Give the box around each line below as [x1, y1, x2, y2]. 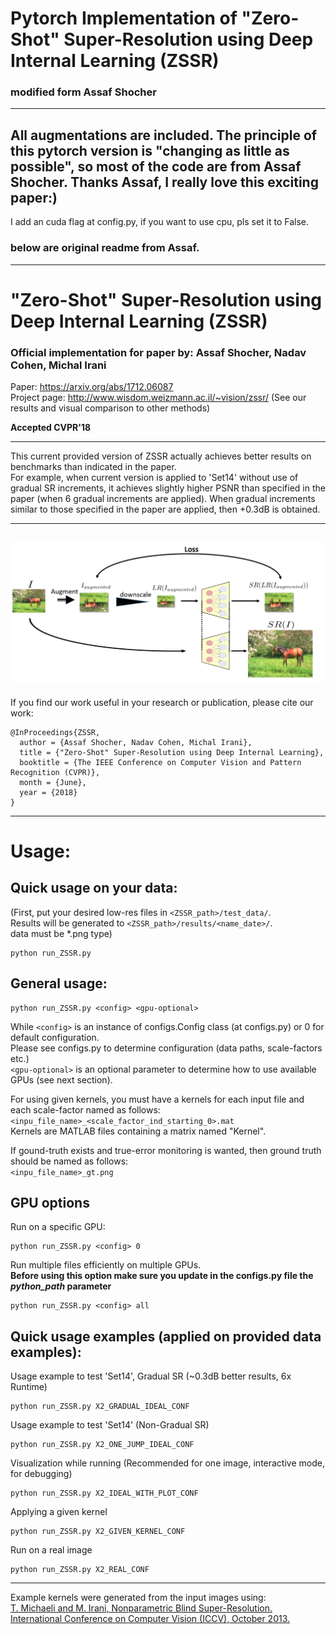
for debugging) [10, 1468, 73, 1480]
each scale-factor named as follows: [10, 1103, 161, 1116]
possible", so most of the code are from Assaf [10, 158, 302, 175]
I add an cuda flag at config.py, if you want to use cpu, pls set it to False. [10, 216, 310, 228]
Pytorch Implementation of [10, 7, 238, 30]
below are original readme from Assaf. [10, 241, 200, 255]
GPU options [10, 1195, 90, 1212]
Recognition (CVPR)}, [10, 767, 101, 777]
